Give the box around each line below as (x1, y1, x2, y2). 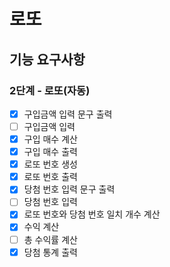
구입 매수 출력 (23, 146, 78, 158)
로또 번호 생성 (23, 158, 78, 170)
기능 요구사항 (9, 51, 86, 68)
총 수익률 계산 (23, 233, 78, 245)
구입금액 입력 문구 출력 (23, 108, 113, 120)
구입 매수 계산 (23, 133, 78, 145)
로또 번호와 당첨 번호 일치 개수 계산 (23, 208, 161, 220)
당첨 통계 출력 (23, 246, 78, 258)
